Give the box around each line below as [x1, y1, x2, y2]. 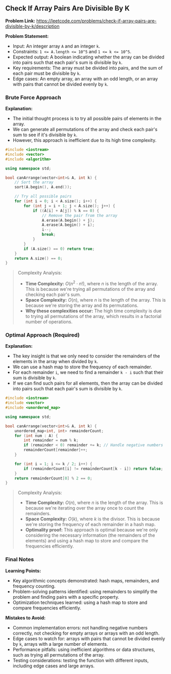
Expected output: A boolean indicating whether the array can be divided [12, 54, 165, 60]
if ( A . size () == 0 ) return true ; [23, 246, 95, 251]
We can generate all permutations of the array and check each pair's [12, 127, 158, 133]
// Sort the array [14, 180, 54, 185]
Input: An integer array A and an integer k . [12, 43, 101, 49]
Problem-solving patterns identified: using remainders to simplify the [12, 588, 158, 595]
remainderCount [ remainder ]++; [23, 448, 88, 453]
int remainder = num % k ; [23, 438, 79, 443]
